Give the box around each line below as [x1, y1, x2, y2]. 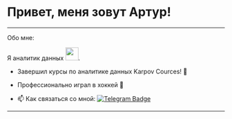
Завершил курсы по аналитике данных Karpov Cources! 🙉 [17, 67, 188, 75]
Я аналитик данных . [7, 53, 81, 62]
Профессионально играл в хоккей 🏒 [17, 80, 124, 89]
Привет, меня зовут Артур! [7, 4, 171, 20]
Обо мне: [7, 33, 35, 42]
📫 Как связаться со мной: [17, 94, 96, 102]
